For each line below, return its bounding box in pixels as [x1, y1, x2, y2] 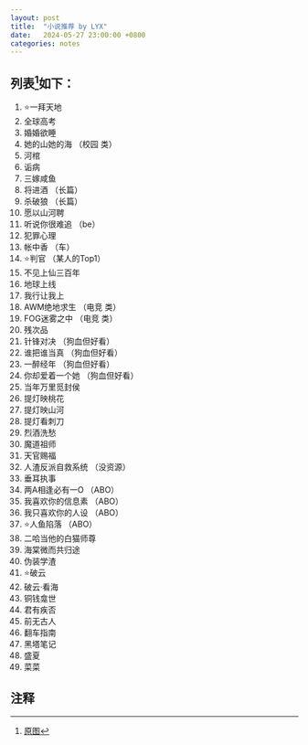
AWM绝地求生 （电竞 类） [23, 302, 122, 313]
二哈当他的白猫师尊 [23, 533, 97, 544]
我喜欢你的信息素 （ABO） [23, 495, 124, 507]
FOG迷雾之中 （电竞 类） [23, 313, 118, 325]
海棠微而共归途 [23, 545, 80, 556]
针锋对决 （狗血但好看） [23, 335, 115, 347]
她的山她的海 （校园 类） [23, 139, 117, 150]
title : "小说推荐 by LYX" [10, 22, 108, 31]
